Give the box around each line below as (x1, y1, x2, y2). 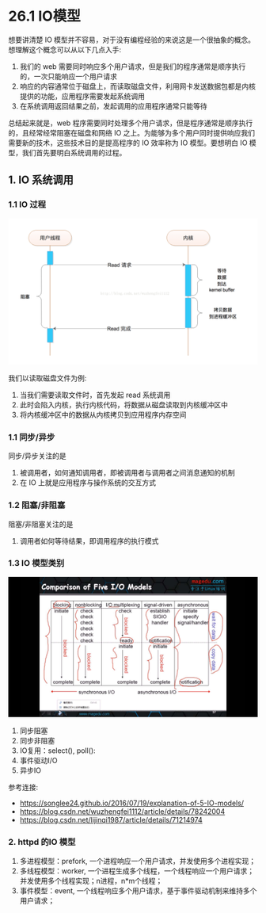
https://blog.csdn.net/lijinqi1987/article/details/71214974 (19, 816, 203, 825)
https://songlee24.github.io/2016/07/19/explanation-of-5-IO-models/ (19, 798, 244, 808)
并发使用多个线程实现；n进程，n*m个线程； (19, 876, 163, 885)
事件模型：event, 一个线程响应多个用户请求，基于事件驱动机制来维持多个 (19, 885, 257, 896)
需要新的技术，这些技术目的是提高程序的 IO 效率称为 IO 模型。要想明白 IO (8, 138, 248, 147)
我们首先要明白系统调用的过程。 (21, 147, 127, 157)
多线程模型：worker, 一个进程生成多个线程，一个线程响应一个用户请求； (19, 865, 255, 876)
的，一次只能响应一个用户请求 (19, 71, 117, 81)
